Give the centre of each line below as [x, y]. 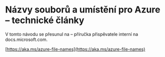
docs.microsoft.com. [26, 39]
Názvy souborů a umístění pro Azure [83, 10]
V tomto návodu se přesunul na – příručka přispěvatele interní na [72, 34]
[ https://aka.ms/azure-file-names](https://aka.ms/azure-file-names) [75, 49]
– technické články [45, 20]
